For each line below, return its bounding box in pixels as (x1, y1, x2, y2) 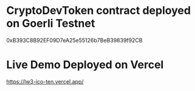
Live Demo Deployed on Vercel (6, 58, 164, 72)
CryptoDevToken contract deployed (6, 4, 191, 18)
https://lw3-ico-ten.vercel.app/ (6, 78, 84, 85)
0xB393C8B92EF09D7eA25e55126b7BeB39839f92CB (6, 36, 143, 44)
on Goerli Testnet (6, 16, 95, 30)
